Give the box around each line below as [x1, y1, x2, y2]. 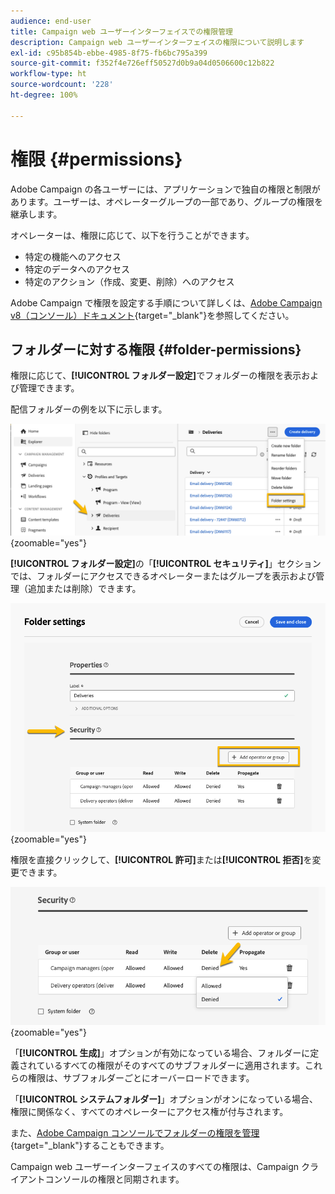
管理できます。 [18, 382, 80, 394]
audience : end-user [10, 16, 92, 26]
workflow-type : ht [10, 69, 87, 79]
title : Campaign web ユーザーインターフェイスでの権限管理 [10, 26, 233, 37]
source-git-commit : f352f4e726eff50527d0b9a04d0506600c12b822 [10, 58, 275, 69]
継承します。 [10, 208, 63, 220]
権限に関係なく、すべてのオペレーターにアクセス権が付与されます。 [10, 1105, 289, 1117]
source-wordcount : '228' [10, 80, 114, 90]
